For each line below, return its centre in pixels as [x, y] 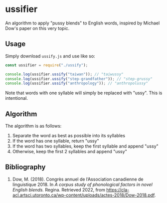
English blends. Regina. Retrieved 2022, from [59, 190]
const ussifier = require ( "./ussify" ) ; [47, 65]
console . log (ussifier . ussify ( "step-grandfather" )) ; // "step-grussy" [79, 79]
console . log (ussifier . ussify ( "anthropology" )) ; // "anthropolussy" [77, 83]
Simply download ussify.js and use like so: [50, 56]
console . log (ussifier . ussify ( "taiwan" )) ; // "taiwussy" [64, 74]
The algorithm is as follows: [33, 126]
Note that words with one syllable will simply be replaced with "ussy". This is [84, 93]
